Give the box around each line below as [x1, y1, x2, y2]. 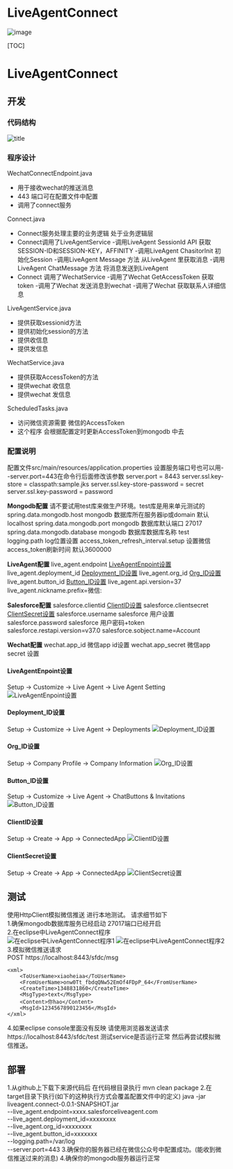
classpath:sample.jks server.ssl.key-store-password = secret [29, 480, 204, 488]
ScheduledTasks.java [7, 404, 68, 412]
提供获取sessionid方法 [17, 318, 82, 327]
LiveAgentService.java [7, 304, 72, 313]
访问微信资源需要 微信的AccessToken [17, 419, 125, 427]
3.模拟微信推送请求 [7, 945, 62, 954]
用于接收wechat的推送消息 [17, 183, 94, 192]
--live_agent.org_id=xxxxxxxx [7, 1122, 93, 1131]
